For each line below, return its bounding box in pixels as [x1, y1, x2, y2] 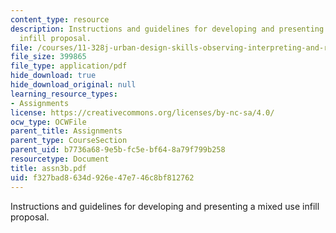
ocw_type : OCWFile [10, 117, 87, 127]
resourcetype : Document [10, 154, 110, 164]
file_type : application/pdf [10, 61, 128, 71]
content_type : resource [10, 14, 110, 25]
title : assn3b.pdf [10, 163, 87, 173]
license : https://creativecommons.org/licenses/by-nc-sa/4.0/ [10, 107, 275, 118]
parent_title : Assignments [10, 126, 123, 136]
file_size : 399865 [10, 52, 87, 62]
